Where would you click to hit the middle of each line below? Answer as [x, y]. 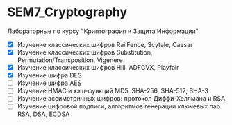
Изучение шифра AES [49, 83]
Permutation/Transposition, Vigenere [70, 60]
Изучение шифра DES [49, 75]
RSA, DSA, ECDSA [43, 114]
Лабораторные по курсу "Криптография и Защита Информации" [103, 31]
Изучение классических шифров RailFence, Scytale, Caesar [105, 44]
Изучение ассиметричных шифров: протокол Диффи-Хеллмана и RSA [121, 99]
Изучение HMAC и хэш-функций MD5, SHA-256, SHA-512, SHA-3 [113, 91]
